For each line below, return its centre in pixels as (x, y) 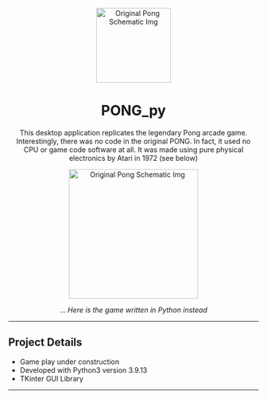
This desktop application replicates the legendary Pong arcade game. (133, 132)
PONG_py (133, 111)
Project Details (45, 342)
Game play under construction (70, 362)
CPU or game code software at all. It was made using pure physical (133, 149)
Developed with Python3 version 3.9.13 (83, 370)
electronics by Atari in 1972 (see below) (133, 158)
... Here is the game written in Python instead (133, 310)
